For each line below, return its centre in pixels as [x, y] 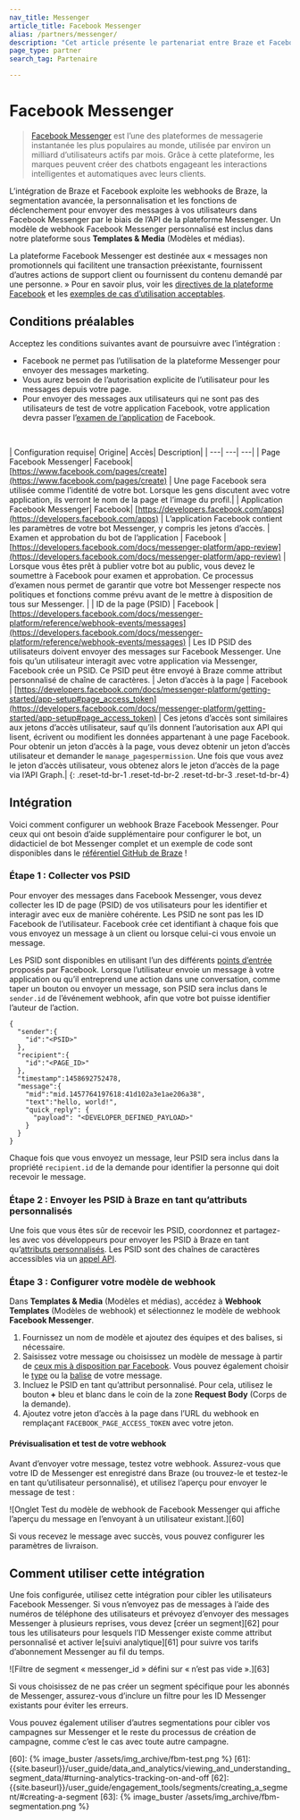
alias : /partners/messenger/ [63, 34]
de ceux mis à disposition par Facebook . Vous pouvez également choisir [155, 1366]
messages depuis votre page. [77, 388]
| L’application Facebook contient [221, 518]
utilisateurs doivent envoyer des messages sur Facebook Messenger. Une [145, 651]
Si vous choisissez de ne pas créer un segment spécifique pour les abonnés [150, 1686]
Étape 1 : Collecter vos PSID [70, 876]
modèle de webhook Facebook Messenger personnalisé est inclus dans [142, 229]
